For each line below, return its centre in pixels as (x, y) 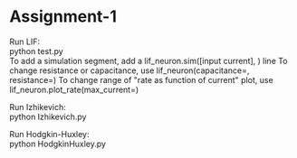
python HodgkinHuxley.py (58, 144)
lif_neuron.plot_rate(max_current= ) (74, 89)
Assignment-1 (63, 17)
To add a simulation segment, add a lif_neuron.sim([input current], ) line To (148, 60)
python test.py (36, 51)
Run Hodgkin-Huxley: (49, 134)
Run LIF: (25, 42)
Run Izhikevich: (38, 107)
